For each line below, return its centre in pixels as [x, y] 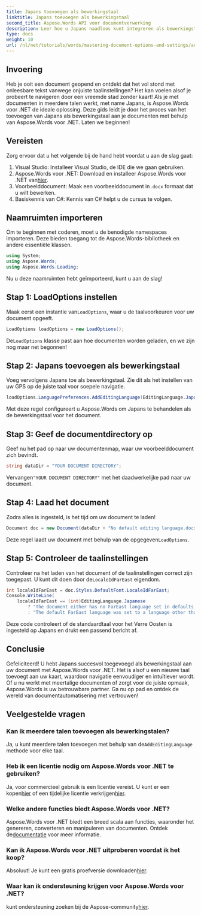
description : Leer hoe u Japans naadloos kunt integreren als [85, 28]
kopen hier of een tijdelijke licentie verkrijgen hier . [66, 793]
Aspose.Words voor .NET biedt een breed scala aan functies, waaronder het [100, 821]
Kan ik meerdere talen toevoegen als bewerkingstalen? [88, 731]
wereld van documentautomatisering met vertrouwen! [72, 695]
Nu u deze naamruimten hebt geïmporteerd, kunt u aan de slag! [84, 278]
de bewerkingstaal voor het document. [54, 415]
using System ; [24, 256]
